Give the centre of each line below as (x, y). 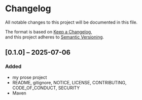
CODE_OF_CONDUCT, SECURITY (46, 88)
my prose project (30, 77)
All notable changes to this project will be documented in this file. (71, 22)
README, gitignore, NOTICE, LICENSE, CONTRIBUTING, (69, 82)
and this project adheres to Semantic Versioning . (55, 37)
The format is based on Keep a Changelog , (49, 32)
